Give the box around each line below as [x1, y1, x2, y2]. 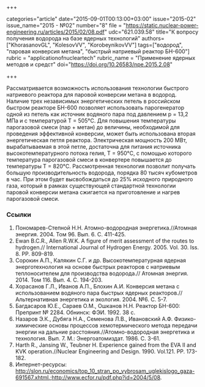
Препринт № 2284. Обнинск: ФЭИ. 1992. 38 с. [15, 309, 136, 316]
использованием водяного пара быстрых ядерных [15, 289, 149, 297]
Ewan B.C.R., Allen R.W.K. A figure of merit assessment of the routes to [15, 237, 195, 245]
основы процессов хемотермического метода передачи [48, 322, 198, 329]
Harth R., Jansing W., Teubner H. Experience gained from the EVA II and [15, 341, 197, 349]
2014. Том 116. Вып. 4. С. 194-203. [15, 276, 103, 284]
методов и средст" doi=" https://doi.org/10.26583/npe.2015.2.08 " [6, 61, 173, 68]
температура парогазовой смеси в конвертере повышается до [6, 156, 172, 163]
